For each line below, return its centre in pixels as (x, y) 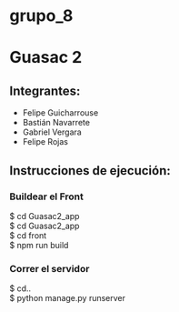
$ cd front (28, 235)
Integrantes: (45, 91)
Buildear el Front (46, 196)
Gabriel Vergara (52, 132)
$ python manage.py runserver (67, 298)
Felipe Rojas (45, 142)
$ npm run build (39, 245)
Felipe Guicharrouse (60, 113)
